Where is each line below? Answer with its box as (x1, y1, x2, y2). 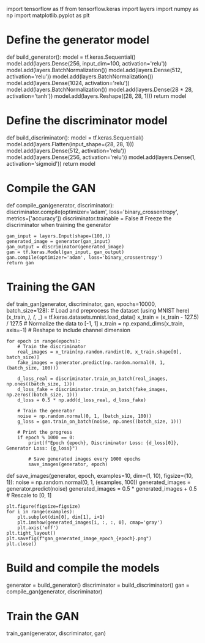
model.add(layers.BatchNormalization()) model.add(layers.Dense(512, (6, 66, 182, 73)
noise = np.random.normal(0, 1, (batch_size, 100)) (17, 413, 152, 419)
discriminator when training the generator (6, 221, 111, 228)
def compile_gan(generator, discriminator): (6, 201, 114, 209)
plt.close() (6, 541, 37, 547)
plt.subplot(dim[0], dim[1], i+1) (17, 514, 105, 520)
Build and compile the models (6, 561, 160, 574)
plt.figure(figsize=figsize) (6, 503, 81, 510)
